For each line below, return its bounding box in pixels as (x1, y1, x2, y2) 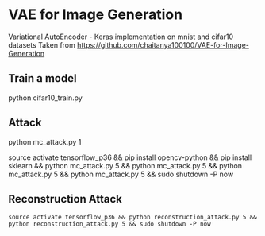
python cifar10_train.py (8, 93, 83, 103)
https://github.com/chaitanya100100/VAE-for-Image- (76, 40, 250, 49)
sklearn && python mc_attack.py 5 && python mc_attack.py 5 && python (8, 161, 243, 170)
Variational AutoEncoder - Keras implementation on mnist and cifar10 (8, 32, 234, 41)
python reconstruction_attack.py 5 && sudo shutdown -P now (8, 220, 212, 228)
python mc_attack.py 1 (8, 137, 82, 146)
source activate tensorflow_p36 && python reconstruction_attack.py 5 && (8, 213, 258, 222)
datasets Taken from (8, 40, 75, 49)
